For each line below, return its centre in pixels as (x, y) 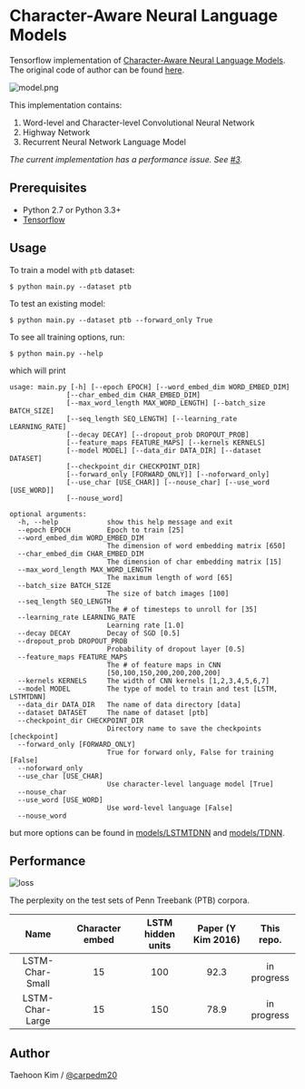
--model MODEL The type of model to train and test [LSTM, (148, 689)
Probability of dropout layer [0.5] (176, 649)
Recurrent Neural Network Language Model (104, 142)
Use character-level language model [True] (190, 784)
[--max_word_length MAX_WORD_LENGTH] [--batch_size (166, 403)
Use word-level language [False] (170, 808)
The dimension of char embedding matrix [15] (194, 562)
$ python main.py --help (56, 353)
